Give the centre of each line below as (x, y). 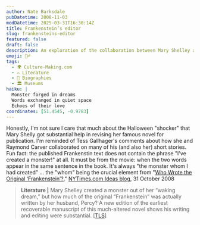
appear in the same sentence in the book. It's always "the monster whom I (97, 166)
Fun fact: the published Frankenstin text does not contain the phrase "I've (96, 154)
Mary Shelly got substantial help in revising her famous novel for (85, 135)
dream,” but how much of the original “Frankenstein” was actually (101, 196)
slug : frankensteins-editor (41, 34)
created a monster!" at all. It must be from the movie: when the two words (96, 160)
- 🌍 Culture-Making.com (42, 67)
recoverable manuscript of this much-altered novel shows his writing (105, 210)
